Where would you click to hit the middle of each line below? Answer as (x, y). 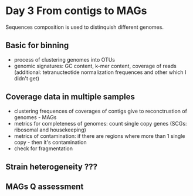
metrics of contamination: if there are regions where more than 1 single (99, 136)
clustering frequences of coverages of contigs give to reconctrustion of (100, 111)
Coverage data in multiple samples (70, 97)
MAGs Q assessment (45, 187)
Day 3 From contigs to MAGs (76, 11)
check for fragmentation (43, 148)
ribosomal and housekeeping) (50, 130)
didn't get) (26, 78)
